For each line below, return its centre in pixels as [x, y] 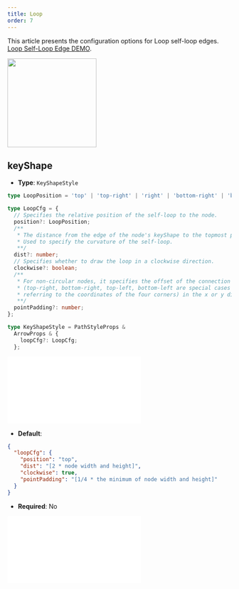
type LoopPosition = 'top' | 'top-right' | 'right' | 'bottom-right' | [116, 196]
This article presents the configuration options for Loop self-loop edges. [113, 40]
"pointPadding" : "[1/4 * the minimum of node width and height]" [119, 479]
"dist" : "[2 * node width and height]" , [81, 466]
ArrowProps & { [36, 334]
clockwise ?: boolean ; [46, 268]
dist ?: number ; [36, 255]
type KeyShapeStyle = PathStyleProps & [67, 328]
